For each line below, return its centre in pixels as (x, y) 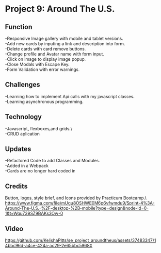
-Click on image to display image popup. (46, 59)
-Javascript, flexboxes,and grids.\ (39, 128)
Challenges (23, 85)
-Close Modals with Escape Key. (37, 64)
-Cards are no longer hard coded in (40, 171)
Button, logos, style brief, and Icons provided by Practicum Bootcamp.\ (76, 198)
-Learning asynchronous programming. (44, 101)
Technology (24, 117)
